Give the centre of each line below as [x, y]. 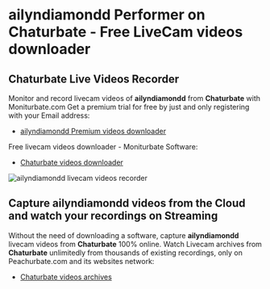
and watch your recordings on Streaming [113, 216]
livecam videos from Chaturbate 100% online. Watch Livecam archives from [135, 244]
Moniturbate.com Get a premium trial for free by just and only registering [129, 107]
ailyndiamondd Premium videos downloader [93, 131]
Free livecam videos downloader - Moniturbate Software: [103, 147]
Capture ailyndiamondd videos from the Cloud [127, 203]
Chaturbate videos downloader [71, 162]
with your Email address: [49, 115]
